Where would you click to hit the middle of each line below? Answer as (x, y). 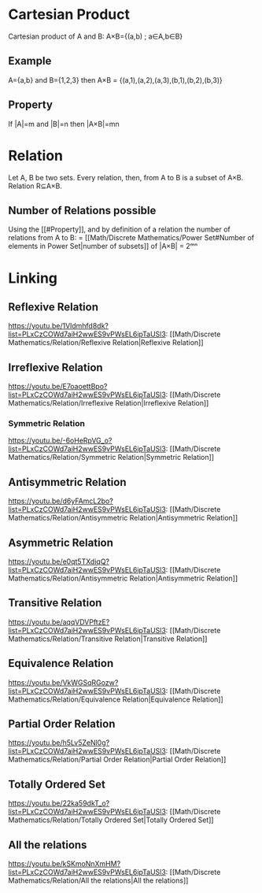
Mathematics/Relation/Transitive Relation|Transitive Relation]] (108, 639)
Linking (33, 278)
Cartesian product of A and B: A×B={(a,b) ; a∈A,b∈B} (96, 36)
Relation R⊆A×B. (35, 186)
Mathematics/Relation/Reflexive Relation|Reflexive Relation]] (106, 343)
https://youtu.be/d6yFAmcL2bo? (61, 501)
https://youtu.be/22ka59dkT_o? (59, 803)
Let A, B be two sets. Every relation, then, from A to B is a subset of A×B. (126, 177)
